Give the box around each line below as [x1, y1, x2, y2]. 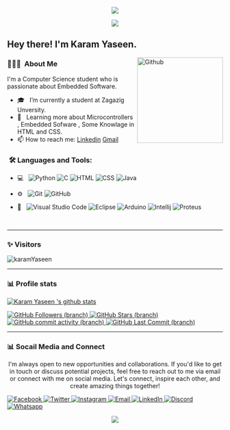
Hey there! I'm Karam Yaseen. [7, 38, 137, 51]
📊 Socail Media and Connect [7, 342, 105, 351]
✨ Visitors [7, 240, 42, 249]
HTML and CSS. [16, 127, 63, 136]
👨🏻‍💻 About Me [7, 59, 58, 68]
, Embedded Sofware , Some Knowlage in [16, 120, 135, 128]
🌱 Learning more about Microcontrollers [16, 113, 133, 121]
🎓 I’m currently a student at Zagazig [16, 96, 125, 104]
